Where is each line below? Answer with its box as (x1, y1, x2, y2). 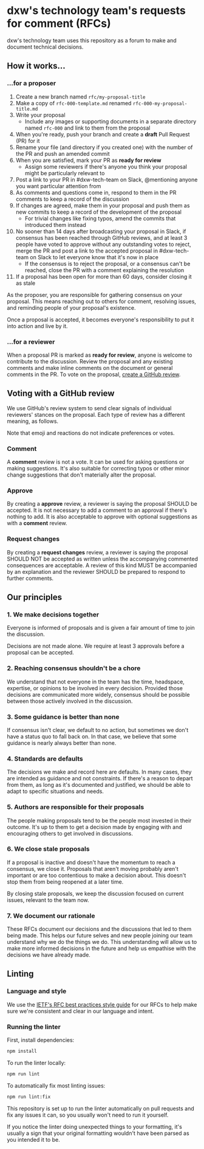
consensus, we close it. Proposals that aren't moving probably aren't (7, 865, 178, 872)
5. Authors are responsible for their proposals (7, 803, 144, 811)
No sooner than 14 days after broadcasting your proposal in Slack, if (15, 228, 186, 235)
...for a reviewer (7, 337, 55, 346)
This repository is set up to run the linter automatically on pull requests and (7, 1105, 195, 1112)
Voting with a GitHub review (7, 388, 115, 399)
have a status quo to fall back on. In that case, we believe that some (7, 733, 177, 740)
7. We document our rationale (7, 911, 95, 920)
